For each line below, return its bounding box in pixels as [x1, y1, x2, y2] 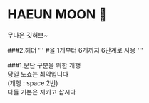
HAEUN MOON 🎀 [7, 6, 107, 23]
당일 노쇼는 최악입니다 [7, 70, 69, 78]
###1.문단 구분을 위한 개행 [7, 60, 81, 70]
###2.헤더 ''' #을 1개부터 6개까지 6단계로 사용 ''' [7, 45, 144, 54]
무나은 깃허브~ [7, 31, 48, 39]
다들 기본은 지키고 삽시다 [7, 87, 76, 96]
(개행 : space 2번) [7, 78, 58, 87]
